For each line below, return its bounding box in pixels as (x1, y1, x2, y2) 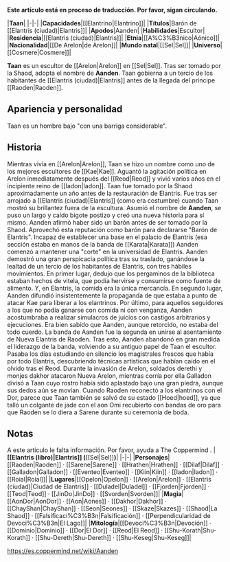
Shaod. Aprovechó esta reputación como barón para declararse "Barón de (7, 225, 218, 234)
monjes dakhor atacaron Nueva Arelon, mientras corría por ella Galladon (7, 371, 211, 380)
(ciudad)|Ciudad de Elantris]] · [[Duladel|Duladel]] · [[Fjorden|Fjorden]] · (7, 482, 210, 491)
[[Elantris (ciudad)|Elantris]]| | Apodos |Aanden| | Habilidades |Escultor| (7, 27, 205, 34)
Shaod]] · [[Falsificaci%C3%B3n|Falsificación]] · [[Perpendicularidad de (7, 512, 211, 520)
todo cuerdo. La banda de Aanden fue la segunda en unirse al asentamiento (7, 328, 222, 336)
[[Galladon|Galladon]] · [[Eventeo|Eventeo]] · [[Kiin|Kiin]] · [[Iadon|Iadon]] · (7, 468, 218, 476)
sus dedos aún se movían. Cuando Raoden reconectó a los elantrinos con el (7, 386, 222, 394)
